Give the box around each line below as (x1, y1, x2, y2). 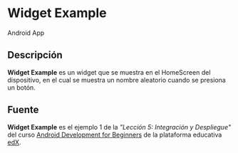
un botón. (7, 83, 36, 92)
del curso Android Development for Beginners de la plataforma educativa (7, 130, 222, 139)
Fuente (7, 104, 39, 116)
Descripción (7, 49, 63, 61)
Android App (7, 28, 45, 37)
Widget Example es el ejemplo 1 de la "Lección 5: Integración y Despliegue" (7, 122, 232, 131)
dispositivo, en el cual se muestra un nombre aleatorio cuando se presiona (7, 75, 226, 84)
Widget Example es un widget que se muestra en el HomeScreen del (7, 68, 211, 76)
